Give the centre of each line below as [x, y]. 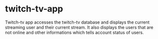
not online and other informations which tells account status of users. [75, 32]
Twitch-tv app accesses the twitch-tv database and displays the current [77, 22]
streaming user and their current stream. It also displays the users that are [79, 27]
